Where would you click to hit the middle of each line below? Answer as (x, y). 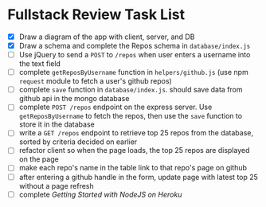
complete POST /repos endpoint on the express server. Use (115, 107)
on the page (39, 159)
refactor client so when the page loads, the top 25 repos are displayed (134, 150)
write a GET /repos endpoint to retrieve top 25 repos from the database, (136, 133)
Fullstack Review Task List (96, 15)
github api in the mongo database (74, 99)
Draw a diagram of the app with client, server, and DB (107, 37)
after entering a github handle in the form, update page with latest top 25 (138, 177)
